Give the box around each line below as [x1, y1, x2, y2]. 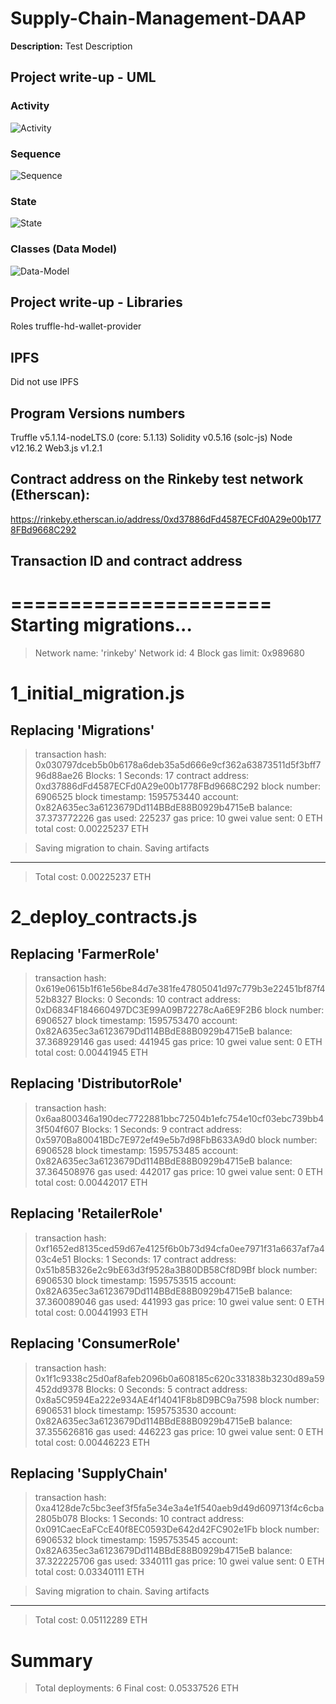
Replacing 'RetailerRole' [10, 1205, 163, 1222]
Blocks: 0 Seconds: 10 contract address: [74, 993, 241, 1006]
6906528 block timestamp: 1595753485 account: [34, 1144, 239, 1156]
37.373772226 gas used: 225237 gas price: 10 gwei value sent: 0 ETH [34, 812, 323, 824]
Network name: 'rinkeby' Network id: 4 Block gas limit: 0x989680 [34, 647, 305, 659]
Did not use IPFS [10, 376, 79, 388]
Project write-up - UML [10, 69, 157, 86]
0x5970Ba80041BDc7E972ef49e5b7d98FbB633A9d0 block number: [34, 1133, 318, 1146]
